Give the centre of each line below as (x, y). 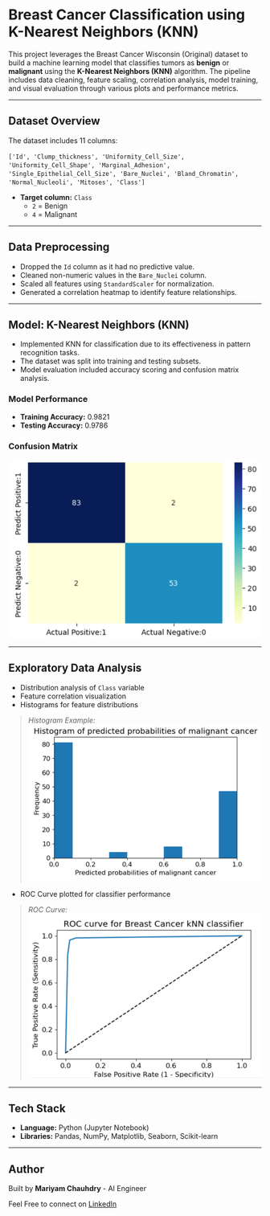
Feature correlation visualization (73, 696)
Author (26, 1169)
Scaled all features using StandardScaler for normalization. (117, 284)
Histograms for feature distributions (79, 704)
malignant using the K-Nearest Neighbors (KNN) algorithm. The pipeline (129, 71)
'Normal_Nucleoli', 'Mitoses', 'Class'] (77, 182)
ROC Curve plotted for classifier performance (95, 895)
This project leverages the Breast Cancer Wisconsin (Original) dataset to (128, 54)
